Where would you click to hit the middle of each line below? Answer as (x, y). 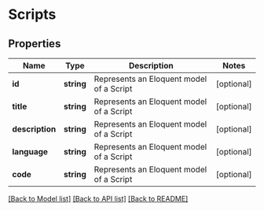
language (30, 152)
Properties (35, 44)
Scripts (32, 15)
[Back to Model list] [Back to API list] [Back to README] (98, 199)
